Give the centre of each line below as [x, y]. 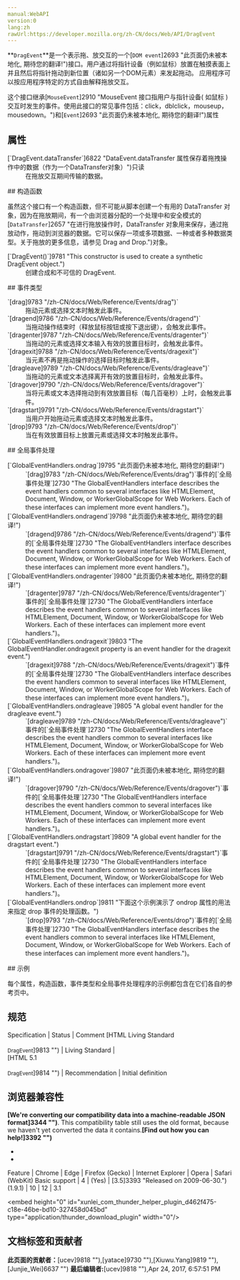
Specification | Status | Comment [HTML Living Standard [91, 1035]
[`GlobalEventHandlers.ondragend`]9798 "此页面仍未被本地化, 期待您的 [112, 516]
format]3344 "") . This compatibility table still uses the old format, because [118, 1122]
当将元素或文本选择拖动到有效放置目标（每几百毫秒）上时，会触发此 [125, 393]
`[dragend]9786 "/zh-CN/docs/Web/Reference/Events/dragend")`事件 [128, 534]
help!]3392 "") [30, 1137]
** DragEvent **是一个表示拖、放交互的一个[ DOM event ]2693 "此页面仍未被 [114, 55]
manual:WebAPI [29, 14]
